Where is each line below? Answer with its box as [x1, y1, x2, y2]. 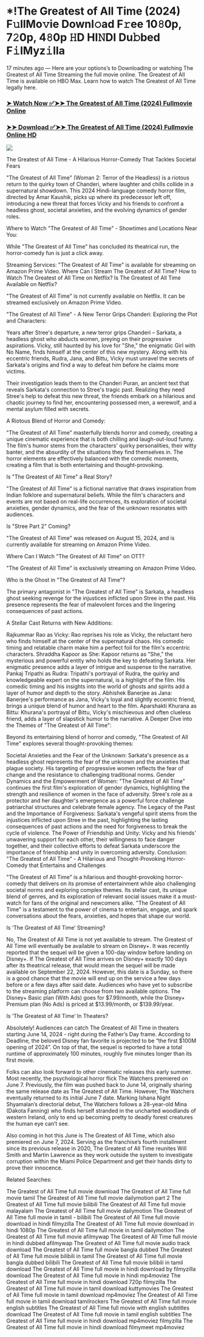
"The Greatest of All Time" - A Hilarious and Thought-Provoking [6, 855, 166, 863]
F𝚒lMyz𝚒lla [6, 44, 66, 58]
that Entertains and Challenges [29, 862, 106, 869]
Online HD [6, 130, 37, 139]
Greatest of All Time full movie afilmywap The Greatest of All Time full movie [6, 1233, 197, 1240]
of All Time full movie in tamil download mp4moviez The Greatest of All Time [6, 1291, 198, 1299]
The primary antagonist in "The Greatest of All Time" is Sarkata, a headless [6, 588, 194, 595]
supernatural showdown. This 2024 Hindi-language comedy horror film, [6, 187, 186, 194]
